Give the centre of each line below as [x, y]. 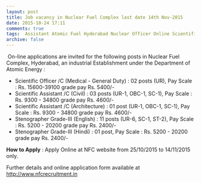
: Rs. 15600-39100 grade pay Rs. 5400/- [65, 87]
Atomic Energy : [26, 69]
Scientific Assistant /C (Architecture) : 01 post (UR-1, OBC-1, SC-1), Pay [102, 106]
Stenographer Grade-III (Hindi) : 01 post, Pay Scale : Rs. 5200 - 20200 [101, 132]
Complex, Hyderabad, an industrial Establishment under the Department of [98, 63]
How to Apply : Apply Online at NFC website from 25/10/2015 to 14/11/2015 [98, 150]
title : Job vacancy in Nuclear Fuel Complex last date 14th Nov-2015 [95, 17]
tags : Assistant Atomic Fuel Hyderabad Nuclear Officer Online [88, 34]
